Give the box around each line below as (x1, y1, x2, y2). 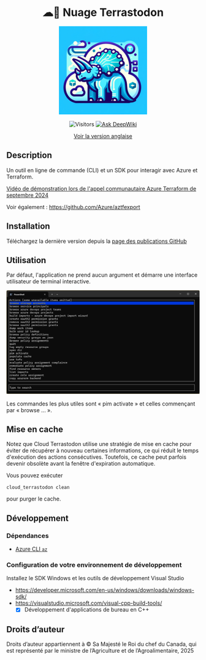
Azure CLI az (15, 545, 48, 553)
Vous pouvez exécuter (6, 472, 63, 479)
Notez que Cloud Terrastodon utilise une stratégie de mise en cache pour (6, 440, 192, 448)
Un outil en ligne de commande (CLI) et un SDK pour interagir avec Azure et (6, 166, 198, 174)
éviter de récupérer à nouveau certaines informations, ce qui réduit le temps (6, 447, 199, 455)
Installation (6, 221, 50, 232)
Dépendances (6, 531, 49, 540)
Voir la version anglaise (73, 132, 133, 140)
